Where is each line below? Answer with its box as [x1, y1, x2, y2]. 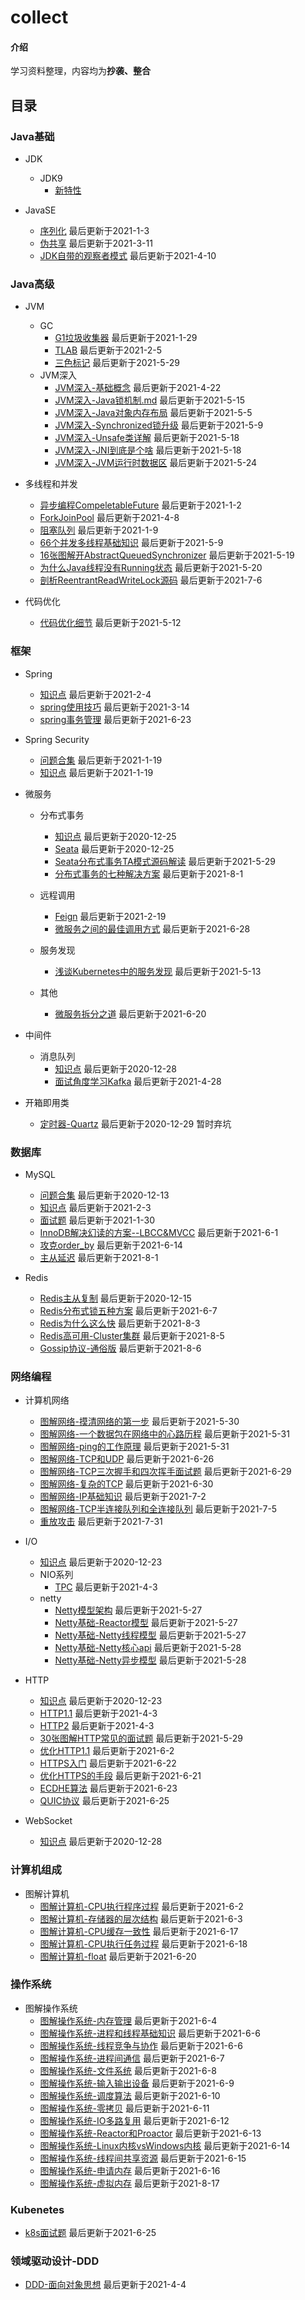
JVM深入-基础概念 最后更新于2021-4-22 [54, 382, 222, 394]
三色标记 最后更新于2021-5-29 [54, 357, 180, 369]
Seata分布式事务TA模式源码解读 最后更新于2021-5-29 [54, 855, 277, 867]
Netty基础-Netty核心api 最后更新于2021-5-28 [54, 1642, 242, 1654]
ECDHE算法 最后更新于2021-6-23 [39, 1782, 178, 1795]
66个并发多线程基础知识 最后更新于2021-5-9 [39, 537, 224, 549]
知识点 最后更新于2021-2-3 [39, 1201, 152, 1213]
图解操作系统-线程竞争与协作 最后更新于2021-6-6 [39, 2039, 243, 2051]
